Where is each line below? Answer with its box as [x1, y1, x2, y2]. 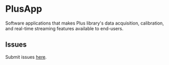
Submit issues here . [5, 54, 47, 60]
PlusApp [5, 3, 42, 15]
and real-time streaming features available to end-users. [5, 25, 124, 31]
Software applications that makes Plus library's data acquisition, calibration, [5, 20, 164, 26]
